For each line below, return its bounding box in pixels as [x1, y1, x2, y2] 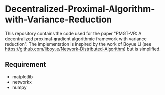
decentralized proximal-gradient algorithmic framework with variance [5, 36, 147, 42]
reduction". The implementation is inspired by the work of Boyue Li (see [5, 41, 152, 47]
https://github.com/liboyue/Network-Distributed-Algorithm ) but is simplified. [5, 46, 161, 52]
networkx [12, 79, 32, 85]
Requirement [5, 60, 46, 69]
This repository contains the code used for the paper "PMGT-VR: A [5, 30, 142, 36]
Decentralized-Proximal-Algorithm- [5, 3, 155, 15]
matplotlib [12, 73, 33, 80]
